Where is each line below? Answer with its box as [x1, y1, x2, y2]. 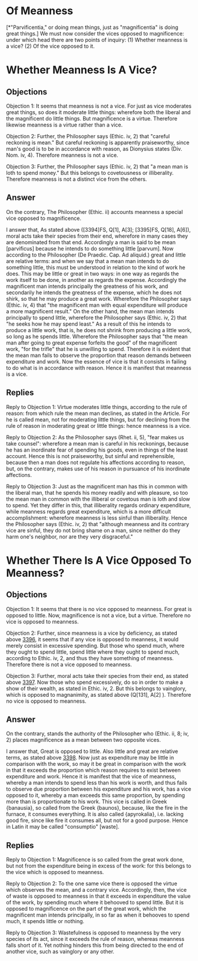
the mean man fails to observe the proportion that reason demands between [6, 352, 192, 359]
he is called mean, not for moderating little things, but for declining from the [6, 415, 190, 423]
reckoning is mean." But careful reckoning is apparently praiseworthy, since [6, 139, 190, 146]
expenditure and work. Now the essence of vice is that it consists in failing [6, 358, 187, 365]
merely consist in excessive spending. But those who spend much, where [6, 642, 184, 649]
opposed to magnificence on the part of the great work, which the [6, 905, 167, 913]
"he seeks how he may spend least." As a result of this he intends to [6, 320, 171, 327]
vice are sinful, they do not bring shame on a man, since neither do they [6, 527, 181, 534]
